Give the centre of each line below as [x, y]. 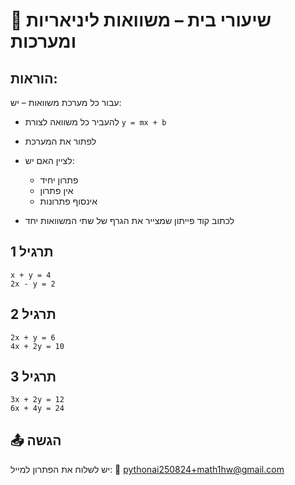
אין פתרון [56, 190]
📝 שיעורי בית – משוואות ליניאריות [141, 20]
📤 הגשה [36, 440]
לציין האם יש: [49, 160]
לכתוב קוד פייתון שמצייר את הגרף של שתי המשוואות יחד [129, 220]
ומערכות [43, 41]
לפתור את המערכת [60, 141]
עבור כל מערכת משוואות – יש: [66, 102]
